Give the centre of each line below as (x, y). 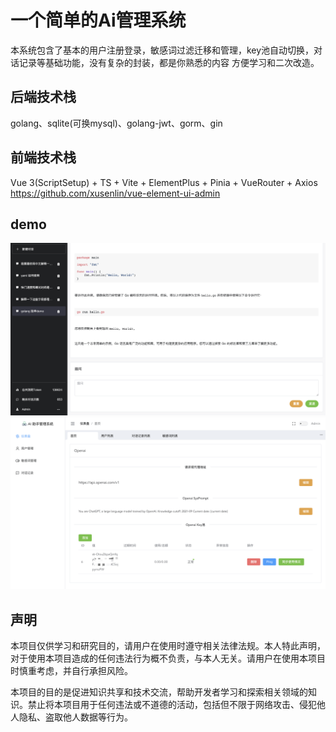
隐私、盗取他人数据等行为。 (75, 717)
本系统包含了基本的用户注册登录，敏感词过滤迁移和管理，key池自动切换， (162, 50)
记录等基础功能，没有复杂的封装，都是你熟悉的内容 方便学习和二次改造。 (169, 62)
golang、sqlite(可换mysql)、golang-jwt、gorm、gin (116, 123)
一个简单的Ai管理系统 (98, 20)
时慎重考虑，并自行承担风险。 (71, 670)
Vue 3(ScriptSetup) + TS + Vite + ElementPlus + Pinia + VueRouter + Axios (164, 182)
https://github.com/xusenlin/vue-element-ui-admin (115, 193)
